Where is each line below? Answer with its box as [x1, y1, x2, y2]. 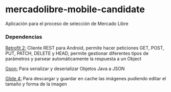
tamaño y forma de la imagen [5, 81, 68, 87]
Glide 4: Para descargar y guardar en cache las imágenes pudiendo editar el [5, 76, 166, 82]
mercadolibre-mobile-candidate [5, 4, 145, 15]
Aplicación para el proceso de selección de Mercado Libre [5, 20, 129, 27]
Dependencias [5, 33, 42, 40]
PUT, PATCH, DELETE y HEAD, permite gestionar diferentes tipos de [5, 50, 149, 57]
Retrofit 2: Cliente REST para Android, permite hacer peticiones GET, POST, [5, 45, 165, 51]
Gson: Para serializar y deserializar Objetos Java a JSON [5, 65, 125, 72]
